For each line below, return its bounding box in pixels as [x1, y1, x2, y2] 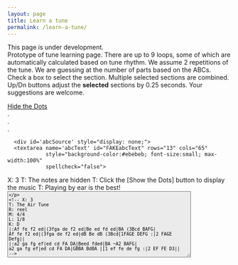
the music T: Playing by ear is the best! [7, 183, 121, 192]
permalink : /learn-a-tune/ [7, 23, 87, 31]
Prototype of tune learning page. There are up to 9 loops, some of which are [7, 50, 231, 59]
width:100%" [7, 157, 43, 164]
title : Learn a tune [7, 17, 69, 24]
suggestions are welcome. [7, 88, 85, 97]
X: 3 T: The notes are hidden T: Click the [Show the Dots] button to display [7, 175, 225, 185]
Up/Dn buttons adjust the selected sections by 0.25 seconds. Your [7, 81, 203, 90]
